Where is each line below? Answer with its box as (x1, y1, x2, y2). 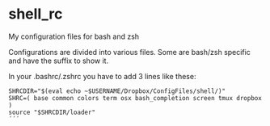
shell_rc (8, 5, 63, 23)
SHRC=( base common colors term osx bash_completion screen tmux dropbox (8, 94, 263, 102)
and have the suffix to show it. (8, 56, 109, 65)
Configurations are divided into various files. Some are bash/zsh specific (8, 47, 251, 57)
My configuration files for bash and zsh (8, 31, 140, 41)
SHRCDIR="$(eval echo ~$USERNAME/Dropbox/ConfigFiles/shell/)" (8, 86, 226, 95)
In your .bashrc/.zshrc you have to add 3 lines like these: (8, 71, 196, 81)
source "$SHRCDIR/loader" (8, 108, 95, 116)
